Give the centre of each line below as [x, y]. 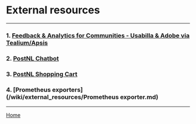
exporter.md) [139, 97]
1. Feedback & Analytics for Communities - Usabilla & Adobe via [98, 36]
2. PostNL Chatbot [33, 58]
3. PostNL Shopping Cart [42, 74]
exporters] [68, 90]
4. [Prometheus [29, 90]
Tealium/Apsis [27, 42]
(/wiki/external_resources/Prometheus [62, 97]
